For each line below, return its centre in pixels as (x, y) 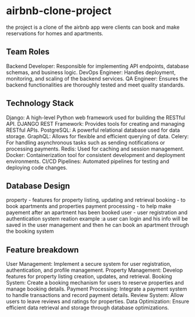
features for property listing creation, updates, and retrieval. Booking (89, 276)
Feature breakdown (43, 250)
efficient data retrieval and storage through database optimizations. (88, 308)
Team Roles (28, 52)
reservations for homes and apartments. (55, 33)
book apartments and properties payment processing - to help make (89, 206)
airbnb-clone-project (59, 11)
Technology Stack (40, 103)
